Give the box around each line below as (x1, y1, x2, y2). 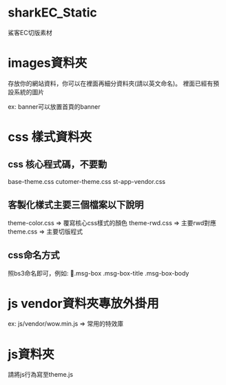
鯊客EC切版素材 (8, 28, 52, 37)
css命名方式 (8, 249, 60, 261)
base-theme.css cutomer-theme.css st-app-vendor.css (8, 177, 166, 185)
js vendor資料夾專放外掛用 (8, 295, 159, 311)
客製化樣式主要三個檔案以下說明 (8, 199, 144, 211)
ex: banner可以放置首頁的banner (8, 102, 101, 111)
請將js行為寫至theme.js (8, 371, 74, 379)
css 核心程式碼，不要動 (8, 158, 107, 170)
